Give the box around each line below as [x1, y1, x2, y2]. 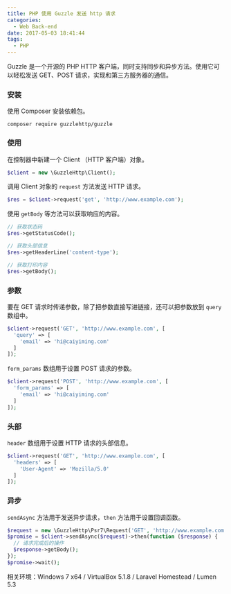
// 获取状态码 [7, 223, 43, 231]
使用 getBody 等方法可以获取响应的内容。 [7, 209, 123, 218]
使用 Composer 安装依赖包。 [7, 107, 89, 115]
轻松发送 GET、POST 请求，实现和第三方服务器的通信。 [12, 71, 173, 79]
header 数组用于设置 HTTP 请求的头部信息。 [7, 438, 133, 447]
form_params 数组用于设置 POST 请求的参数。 [7, 365, 136, 373]
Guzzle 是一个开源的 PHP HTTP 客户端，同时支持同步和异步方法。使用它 [7, 62, 214, 70]
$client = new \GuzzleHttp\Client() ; [7, 169, 116, 176]
